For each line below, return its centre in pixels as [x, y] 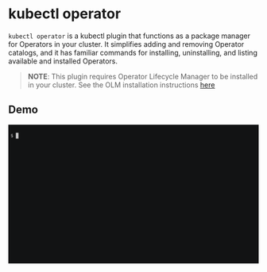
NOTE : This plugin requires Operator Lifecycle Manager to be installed [143, 76]
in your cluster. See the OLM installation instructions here [121, 85]
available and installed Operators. [63, 61]
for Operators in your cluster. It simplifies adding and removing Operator [126, 44]
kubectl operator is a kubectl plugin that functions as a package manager [130, 36]
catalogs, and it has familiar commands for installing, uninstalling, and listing [133, 52]
